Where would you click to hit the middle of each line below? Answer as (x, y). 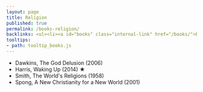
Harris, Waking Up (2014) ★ (50, 69)
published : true (27, 23)
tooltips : (19, 40)
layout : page (23, 12)
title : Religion (27, 18)
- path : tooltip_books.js (39, 46)
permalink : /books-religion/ (43, 29)
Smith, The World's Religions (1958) (60, 76)
